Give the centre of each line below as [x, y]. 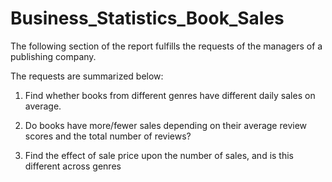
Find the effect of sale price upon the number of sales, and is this [159, 155]
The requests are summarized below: [87, 76]
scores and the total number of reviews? [108, 136]
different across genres [73, 166]
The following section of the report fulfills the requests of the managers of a [166, 46]
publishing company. [53, 56]
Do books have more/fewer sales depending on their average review [166, 125]
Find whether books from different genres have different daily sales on [170, 95]
